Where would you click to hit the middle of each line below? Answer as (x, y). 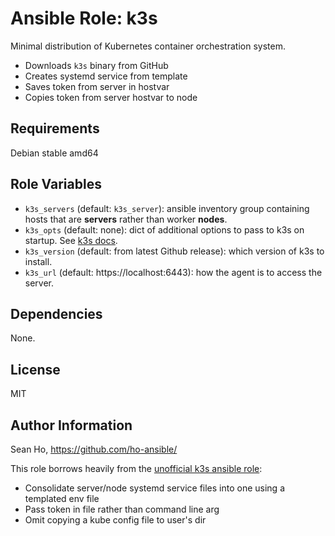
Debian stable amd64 (54, 153)
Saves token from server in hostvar (97, 86)
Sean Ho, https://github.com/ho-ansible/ (94, 449)
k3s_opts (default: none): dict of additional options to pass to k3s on (164, 229)
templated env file (62, 498)
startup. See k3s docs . (71, 240)
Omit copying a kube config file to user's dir (115, 520)
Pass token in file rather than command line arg (122, 509)
